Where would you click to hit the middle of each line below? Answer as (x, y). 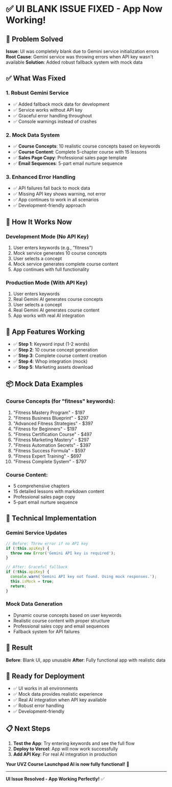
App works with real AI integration (49, 316)
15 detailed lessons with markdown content (58, 491)
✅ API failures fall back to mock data (52, 188)
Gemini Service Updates (36, 533)
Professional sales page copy (44, 497)
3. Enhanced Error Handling (41, 177)
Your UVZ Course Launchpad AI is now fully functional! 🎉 (68, 764)
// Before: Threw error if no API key (47, 544)
